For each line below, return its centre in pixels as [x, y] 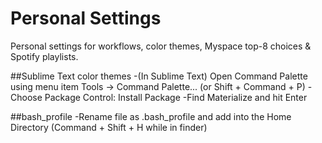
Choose [26, 97]
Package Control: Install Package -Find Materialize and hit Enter [176, 97]
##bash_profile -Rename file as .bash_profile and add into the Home [151, 116]
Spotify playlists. [44, 56]
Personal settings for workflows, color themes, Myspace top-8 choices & [161, 46]
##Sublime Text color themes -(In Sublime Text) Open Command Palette [159, 76]
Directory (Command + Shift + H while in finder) [109, 127]
